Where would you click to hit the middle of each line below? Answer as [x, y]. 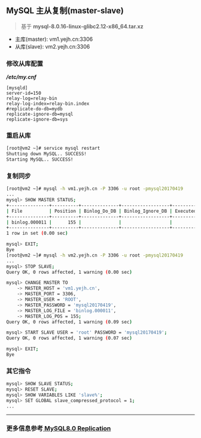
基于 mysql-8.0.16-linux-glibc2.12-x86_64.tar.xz [82, 26]
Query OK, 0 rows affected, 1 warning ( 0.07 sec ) [69, 338]
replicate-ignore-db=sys [37, 120]
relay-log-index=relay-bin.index [48, 104]
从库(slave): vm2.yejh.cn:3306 [52, 46]
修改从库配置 [25, 64]
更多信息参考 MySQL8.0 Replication [59, 428]
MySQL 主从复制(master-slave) [65, 11]
